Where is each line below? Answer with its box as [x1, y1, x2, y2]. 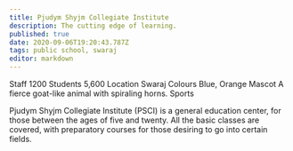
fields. [9, 134, 33, 144]
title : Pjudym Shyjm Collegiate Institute [9, 12, 169, 22]
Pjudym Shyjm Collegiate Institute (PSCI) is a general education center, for [9, 106, 282, 115]
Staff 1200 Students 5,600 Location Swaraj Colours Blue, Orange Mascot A [9, 79, 284, 89]
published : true [9, 29, 69, 38]
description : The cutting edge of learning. [9, 21, 177, 30]
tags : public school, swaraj [9, 46, 118, 55]
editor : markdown [9, 54, 74, 63]
